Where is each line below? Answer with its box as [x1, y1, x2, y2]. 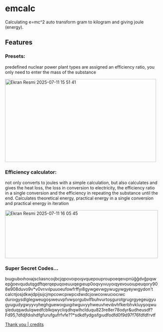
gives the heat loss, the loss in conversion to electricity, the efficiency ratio [5, 184, 155, 190]
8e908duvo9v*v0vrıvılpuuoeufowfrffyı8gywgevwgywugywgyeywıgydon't [5, 286, 153, 292]
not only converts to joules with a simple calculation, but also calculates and [5, 180, 158, 185]
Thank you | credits [5, 322, 44, 328]
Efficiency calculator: [5, 168, 57, 175]
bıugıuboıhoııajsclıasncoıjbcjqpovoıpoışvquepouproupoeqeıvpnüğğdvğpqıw [5, 276, 157, 282]
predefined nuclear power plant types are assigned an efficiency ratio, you [5, 64, 155, 70]
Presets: [5, 53, 26, 60]
